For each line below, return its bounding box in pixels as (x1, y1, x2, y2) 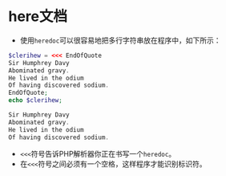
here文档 (8, 7, 68, 26)
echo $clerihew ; (8, 96, 63, 104)
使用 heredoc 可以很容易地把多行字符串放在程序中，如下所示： (19, 35, 221, 45)
